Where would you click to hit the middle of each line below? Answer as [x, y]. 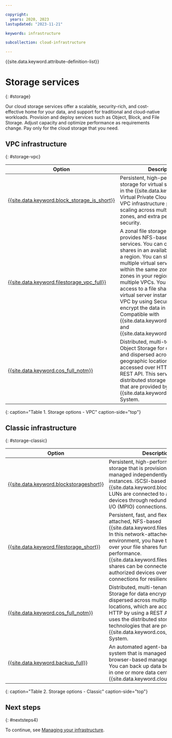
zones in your [136, 276]
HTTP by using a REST [136, 613]
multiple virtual [138, 263]
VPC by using [136, 301]
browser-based [128, 660]
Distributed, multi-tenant [139, 587]
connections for [128, 579]
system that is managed [137, 653]
